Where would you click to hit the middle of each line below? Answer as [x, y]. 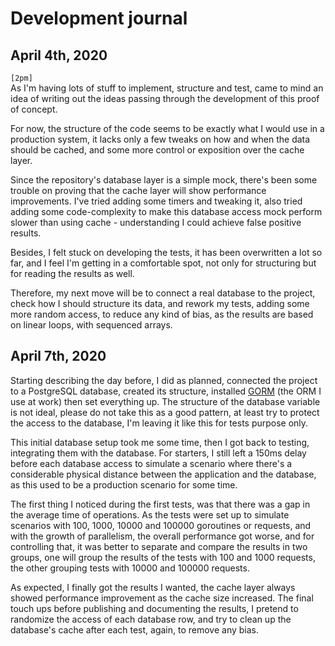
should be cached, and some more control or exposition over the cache [157, 150]
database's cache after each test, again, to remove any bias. [135, 629]
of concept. [34, 109]
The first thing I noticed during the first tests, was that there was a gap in [160, 504]
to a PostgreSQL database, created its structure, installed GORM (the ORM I [166, 391]
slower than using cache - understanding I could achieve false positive [156, 222]
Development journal [99, 18]
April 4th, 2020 [59, 55]
